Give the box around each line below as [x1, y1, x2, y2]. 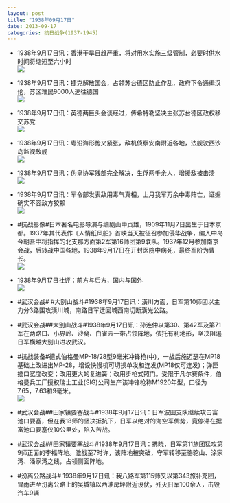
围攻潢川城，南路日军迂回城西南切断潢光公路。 [38, 306, 172, 314]
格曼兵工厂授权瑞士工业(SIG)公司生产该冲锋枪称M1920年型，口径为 [16, 378, 207, 386]
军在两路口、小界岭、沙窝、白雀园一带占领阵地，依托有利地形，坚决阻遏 [16, 329, 222, 338]
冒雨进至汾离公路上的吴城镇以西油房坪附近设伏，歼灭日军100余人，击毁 [16, 480, 220, 489]
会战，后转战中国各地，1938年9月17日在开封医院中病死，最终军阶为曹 [16, 246, 215, 255]
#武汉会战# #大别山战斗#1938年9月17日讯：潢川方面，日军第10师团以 [16, 298, 214, 306]
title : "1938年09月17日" [7, 16, 76, 23]
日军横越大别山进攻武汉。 [16, 338, 90, 347]
